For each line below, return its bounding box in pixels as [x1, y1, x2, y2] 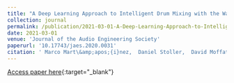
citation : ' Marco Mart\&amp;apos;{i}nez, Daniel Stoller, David [7, 49, 208, 56]
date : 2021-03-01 [7, 29, 58, 37]
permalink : [7, 23, 39, 30]
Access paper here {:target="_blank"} [7, 67, 114, 76]
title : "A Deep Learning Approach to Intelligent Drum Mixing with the [7, 10, 219, 17]
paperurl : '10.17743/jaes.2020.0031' [7, 42, 117, 49]
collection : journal [7, 17, 68, 24]
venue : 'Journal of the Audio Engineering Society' [7, 36, 160, 43]
